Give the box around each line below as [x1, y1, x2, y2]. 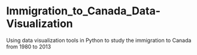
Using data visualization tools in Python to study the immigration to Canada [6, 36, 192, 44]
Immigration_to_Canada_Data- [6, 4, 160, 18]
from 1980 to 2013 [6, 43, 51, 50]
